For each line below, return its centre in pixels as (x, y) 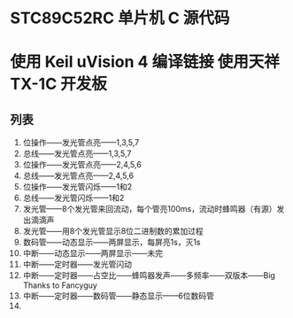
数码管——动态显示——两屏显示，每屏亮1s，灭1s (112, 242)
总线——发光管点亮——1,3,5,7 (77, 154)
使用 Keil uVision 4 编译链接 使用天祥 (145, 62)
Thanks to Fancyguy (60, 285)
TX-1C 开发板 (58, 84)
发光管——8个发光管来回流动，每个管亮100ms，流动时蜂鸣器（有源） (150, 209)
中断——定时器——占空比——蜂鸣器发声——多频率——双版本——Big (149, 275)
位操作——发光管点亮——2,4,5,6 (82, 165)
